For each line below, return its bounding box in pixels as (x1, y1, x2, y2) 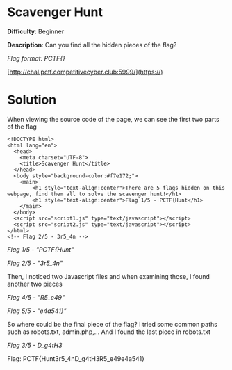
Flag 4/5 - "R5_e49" (7, 293, 65, 301)
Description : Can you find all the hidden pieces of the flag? (7, 40, 177, 49)
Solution (7, 92, 57, 108)
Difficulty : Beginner (7, 27, 65, 35)
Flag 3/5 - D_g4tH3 (7, 341, 63, 349)
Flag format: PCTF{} (7, 54, 66, 63)
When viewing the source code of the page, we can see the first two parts (7, 115, 220, 123)
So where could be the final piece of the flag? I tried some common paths (7, 320, 217, 328)
